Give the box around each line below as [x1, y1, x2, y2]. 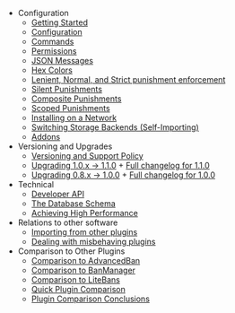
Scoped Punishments [30, 103, 110, 113]
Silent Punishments [30, 84, 103, 94]
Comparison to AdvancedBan [30, 256, 141, 265]
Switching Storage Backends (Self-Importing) [30, 122, 199, 133]
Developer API [30, 188, 85, 199]
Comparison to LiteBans [30, 274, 121, 285]
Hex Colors [30, 65, 74, 75]
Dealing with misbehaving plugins [30, 237, 156, 247]
